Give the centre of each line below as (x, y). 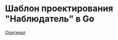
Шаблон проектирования (59, 9)
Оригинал (15, 32)
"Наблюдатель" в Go (50, 19)
